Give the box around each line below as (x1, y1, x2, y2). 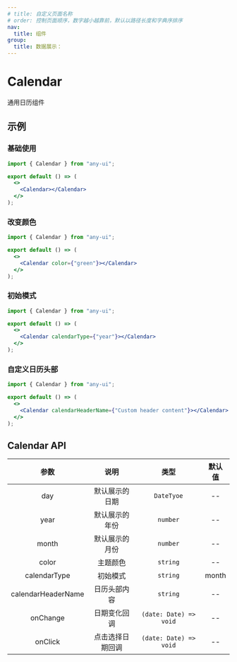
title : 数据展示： (13, 43, 62, 50)
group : (7, 37, 27, 44)
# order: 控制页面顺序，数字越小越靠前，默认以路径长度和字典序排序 (7, 17, 183, 24)
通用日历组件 (7, 98, 44, 106)
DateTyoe (154, 492, 183, 500)
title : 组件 (13, 30, 47, 37)
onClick (35, 637, 61, 647)
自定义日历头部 (7, 364, 59, 374)
